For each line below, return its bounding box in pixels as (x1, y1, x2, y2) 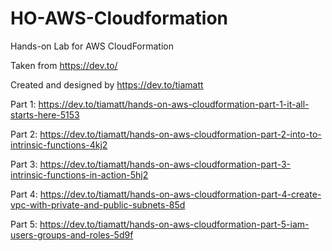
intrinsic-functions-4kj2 (10, 138, 108, 151)
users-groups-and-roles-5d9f (10, 228, 134, 241)
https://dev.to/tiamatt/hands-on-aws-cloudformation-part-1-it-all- (38, 98, 310, 110)
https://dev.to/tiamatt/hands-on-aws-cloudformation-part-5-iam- (39, 218, 310, 230)
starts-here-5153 (10, 108, 80, 121)
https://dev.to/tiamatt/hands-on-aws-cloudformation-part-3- (39, 158, 292, 170)
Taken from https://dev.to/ (10, 59, 118, 71)
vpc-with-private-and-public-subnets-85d (10, 198, 186, 211)
